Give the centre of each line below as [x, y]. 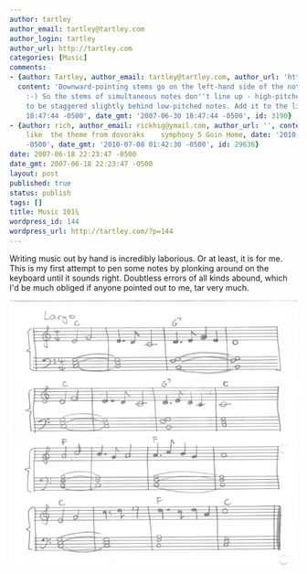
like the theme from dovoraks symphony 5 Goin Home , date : [149, 135]
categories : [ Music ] [49, 58]
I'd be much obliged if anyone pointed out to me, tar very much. [129, 287]
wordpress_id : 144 [44, 222]
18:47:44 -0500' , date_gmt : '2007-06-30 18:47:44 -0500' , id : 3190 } [159, 116]
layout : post [34, 174]
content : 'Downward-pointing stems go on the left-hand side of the [151, 87]
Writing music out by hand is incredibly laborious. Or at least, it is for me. [146, 258]
